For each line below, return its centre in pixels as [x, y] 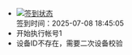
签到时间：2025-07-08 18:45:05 [70, 23]
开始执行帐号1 [39, 33]
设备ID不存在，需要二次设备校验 [69, 43]
